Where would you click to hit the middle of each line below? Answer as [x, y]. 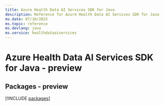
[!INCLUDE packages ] [28, 98]
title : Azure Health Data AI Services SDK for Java [60, 10]
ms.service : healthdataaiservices [41, 33]
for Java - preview [44, 68]
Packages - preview [37, 86]
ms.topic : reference [27, 24]
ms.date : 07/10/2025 [27, 19]
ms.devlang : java [23, 28]
